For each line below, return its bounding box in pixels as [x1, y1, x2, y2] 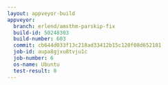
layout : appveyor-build [7, 10, 76, 17]
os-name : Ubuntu [13, 61, 60, 68]
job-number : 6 [13, 55, 54, 62]
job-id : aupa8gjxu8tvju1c [13, 49, 88, 56]
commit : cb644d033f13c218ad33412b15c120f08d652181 [13, 42, 162, 49]
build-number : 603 [13, 36, 67, 42]
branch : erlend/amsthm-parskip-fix [13, 23, 116, 29]
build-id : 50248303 [13, 29, 70, 36]
